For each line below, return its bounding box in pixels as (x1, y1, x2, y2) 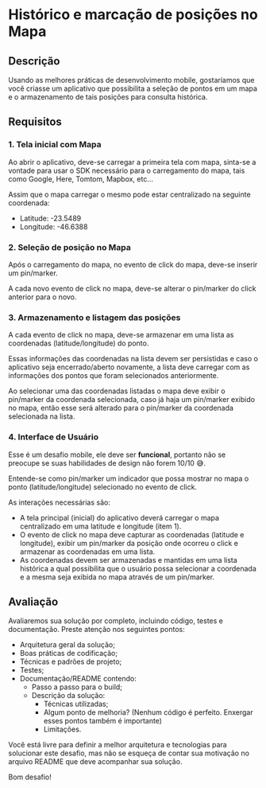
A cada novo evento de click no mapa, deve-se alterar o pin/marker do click (8, 283, 256, 293)
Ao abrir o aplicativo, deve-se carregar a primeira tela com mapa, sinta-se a (8, 157, 256, 166)
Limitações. (43, 724, 82, 734)
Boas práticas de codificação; (19, 649, 118, 658)
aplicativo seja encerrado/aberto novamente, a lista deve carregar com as (8, 362, 250, 372)
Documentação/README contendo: (19, 674, 137, 684)
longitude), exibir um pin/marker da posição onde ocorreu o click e (19, 538, 238, 548)
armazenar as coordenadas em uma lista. (19, 547, 156, 556)
